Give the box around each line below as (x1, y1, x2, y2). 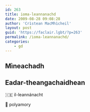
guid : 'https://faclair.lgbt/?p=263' (5, 30, 83, 35)
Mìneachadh (5, 62, 45, 70)
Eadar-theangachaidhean (5, 79, 85, 87)
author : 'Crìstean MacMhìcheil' (5, 21, 71, 26)
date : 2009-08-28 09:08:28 (5, 16, 60, 21)
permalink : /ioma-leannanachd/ (5, 35, 69, 40)
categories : (5, 39, 30, 44)
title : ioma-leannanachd (5, 12, 56, 17)
